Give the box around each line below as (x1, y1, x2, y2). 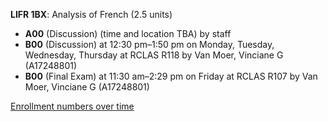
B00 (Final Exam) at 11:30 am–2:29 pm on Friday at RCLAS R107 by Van (24, 70, 318, 82)
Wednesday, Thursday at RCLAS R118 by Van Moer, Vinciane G (24, 49, 284, 61)
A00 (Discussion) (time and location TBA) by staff (24, 28, 232, 39)
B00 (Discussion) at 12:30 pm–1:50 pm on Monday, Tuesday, (24, 39, 275, 50)
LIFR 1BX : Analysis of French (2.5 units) (10, 9, 173, 20)
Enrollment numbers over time (10, 100, 135, 112)
